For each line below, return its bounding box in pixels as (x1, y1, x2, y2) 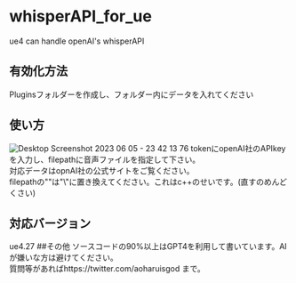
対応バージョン (9, 215, 92, 230)
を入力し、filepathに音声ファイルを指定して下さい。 (9, 154, 201, 165)
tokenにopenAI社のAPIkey (190, 142, 286, 153)
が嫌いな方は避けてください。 (9, 252, 118, 263)
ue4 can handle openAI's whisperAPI (9, 36, 145, 46)
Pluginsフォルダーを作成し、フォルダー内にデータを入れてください (9, 89, 254, 100)
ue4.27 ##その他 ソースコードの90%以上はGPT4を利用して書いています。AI (9, 241, 287, 252)
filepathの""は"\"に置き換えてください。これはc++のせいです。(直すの (9, 176, 265, 187)
